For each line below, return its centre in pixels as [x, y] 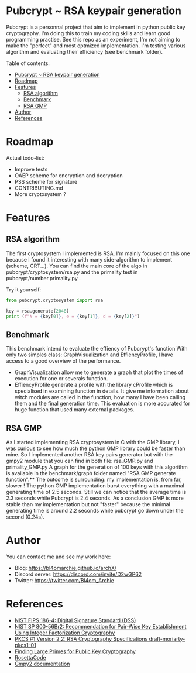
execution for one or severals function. [61, 379]
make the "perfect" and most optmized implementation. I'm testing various [96, 46]
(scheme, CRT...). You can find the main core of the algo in [77, 266]
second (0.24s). [25, 517]
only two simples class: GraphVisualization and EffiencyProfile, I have [90, 355]
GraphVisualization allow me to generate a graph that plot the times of [99, 372]
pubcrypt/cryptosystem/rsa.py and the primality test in [72, 272]
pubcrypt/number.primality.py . [43, 278]
